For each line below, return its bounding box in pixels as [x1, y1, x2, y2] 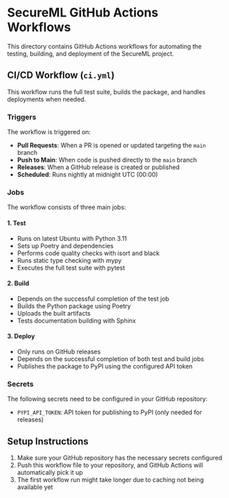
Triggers [7, 112, 36, 122]
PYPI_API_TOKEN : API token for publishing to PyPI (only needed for [17, 408, 202, 417]
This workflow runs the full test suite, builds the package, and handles [7, 87, 206, 96]
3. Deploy [7, 332, 36, 340]
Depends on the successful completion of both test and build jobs [17, 354, 204, 362]
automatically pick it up [17, 468, 83, 477]
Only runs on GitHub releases [17, 347, 101, 356]
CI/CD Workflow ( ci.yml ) [7, 69, 115, 81]
